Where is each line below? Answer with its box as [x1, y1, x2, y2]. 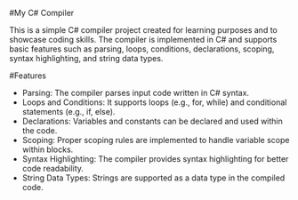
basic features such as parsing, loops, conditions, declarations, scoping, [9, 44, 275, 54]
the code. [21, 125, 58, 136]
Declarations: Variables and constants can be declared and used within [21, 116, 283, 126]
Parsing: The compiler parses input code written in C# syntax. [21, 88, 250, 98]
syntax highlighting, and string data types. [9, 53, 164, 63]
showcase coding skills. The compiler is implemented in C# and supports [9, 35, 278, 44]
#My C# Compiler [9, 8, 75, 18]
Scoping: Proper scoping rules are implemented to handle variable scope [21, 135, 290, 145]
